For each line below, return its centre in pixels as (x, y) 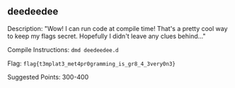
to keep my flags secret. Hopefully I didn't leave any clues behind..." (107, 36)
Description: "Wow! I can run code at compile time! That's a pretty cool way (117, 28)
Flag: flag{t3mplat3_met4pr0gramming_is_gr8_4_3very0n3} (91, 63)
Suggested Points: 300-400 (48, 77)
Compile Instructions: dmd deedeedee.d (63, 49)
